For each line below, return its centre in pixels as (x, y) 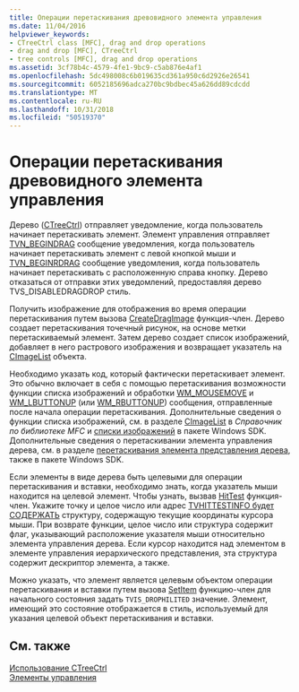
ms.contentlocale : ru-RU (56, 101)
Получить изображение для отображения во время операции (128, 309)
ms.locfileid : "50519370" (57, 117)
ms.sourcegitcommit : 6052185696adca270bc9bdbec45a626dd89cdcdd (130, 84)
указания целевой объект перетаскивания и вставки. (111, 618)
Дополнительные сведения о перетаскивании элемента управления (141, 441)
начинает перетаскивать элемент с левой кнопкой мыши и (123, 254)
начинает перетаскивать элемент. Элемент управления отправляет (140, 235)
